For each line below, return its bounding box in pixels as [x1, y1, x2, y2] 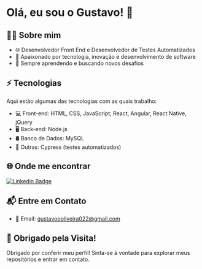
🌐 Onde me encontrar [6, 161, 91, 172]
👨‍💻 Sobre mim [6, 30, 61, 40]
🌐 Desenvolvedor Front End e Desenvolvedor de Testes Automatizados [15, 46, 195, 53]
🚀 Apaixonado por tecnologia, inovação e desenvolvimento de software [15, 53, 196, 60]
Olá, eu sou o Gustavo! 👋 [6, 6, 134, 20]
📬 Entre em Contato [6, 196, 87, 206]
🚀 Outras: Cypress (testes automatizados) [15, 143, 122, 151]
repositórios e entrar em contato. [6, 256, 90, 263]
